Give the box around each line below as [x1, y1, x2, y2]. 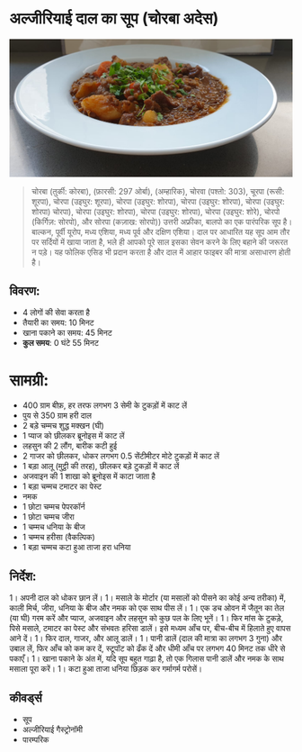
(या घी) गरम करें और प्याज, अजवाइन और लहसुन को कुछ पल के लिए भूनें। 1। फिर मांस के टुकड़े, [9, 612, 284, 624]
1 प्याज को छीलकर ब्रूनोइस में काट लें [22, 430, 125, 441]
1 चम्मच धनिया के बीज [22, 521, 85, 532]
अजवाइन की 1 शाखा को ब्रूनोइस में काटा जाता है [22, 471, 155, 482]
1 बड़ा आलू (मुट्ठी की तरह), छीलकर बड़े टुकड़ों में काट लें [22, 461, 180, 472]
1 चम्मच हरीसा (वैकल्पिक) [22, 531, 96, 543]
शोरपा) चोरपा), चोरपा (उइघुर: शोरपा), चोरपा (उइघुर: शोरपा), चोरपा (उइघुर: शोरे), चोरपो [31, 206, 280, 217]
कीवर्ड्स [9, 690, 42, 705]
